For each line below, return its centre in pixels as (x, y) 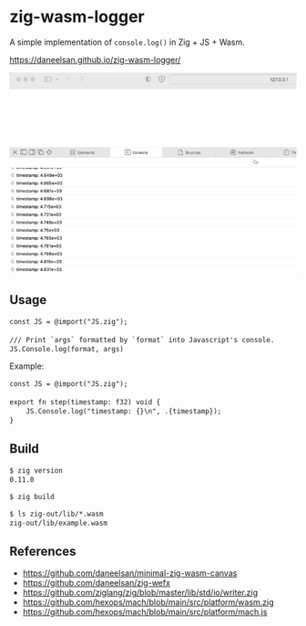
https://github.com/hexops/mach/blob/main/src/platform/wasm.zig (148, 602)
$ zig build (32, 497)
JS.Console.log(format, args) (67, 350)
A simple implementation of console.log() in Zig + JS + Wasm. (127, 42)
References (43, 551)
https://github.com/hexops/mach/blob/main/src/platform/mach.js (145, 611)
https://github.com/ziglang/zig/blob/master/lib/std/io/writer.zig (140, 592)
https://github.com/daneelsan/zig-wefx (97, 582)
